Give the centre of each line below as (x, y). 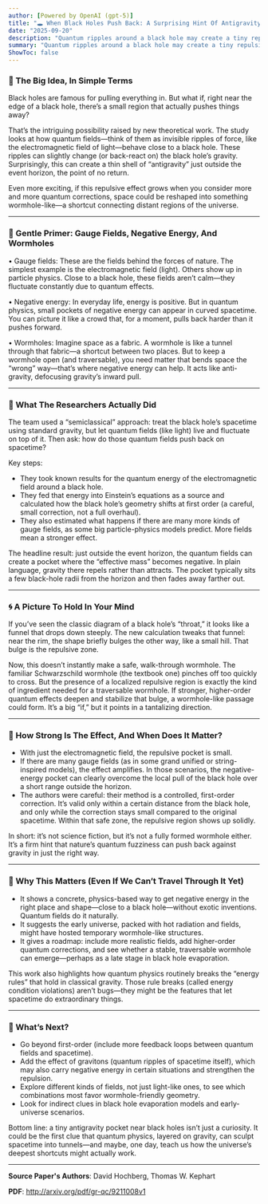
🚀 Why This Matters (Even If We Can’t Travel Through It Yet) (126, 881)
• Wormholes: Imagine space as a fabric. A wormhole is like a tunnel (120, 342)
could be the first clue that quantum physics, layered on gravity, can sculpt (131, 1136)
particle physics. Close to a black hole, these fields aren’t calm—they (122, 278)
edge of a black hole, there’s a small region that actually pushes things (124, 107)
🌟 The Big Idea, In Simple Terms (71, 81)
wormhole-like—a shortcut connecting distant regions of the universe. (124, 205)
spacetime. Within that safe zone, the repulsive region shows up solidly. (138, 821)
